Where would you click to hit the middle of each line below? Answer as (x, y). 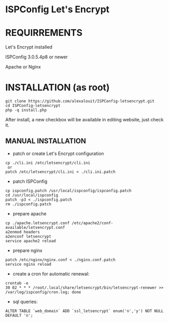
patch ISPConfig (30, 181)
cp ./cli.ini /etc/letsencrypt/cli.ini (48, 163)
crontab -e (17, 283)
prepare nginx (27, 250)
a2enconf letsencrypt (28, 236)
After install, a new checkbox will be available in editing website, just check (84, 120)
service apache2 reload (31, 241)
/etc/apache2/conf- (92, 223)
